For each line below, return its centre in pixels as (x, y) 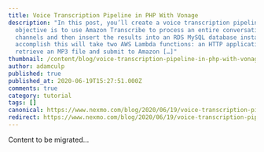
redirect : (24, 118)
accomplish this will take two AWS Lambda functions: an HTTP (119, 45)
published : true (35, 74)
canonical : (26, 110)
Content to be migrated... (49, 139)
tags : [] (22, 103)
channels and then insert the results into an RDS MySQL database (126, 37)
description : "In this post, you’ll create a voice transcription (119, 23)
